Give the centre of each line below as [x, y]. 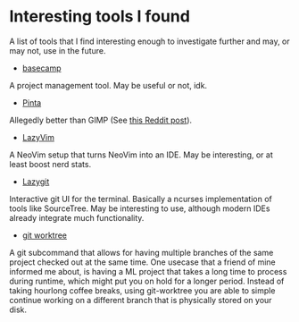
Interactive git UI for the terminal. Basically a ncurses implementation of [141, 199]
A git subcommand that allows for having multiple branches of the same [141, 252]
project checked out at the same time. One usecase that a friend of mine [143, 262]
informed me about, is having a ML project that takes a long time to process [148, 271]
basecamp [42, 68]
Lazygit [36, 182]
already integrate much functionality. [77, 217]
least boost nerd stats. [50, 164]
